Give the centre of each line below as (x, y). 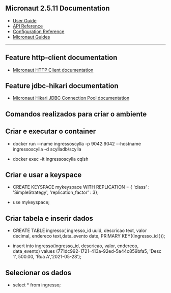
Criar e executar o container (51, 131)
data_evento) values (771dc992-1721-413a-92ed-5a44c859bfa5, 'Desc (87, 251)
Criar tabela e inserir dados (49, 218)
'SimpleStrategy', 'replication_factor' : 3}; (56, 192)
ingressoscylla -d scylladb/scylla (47, 149)
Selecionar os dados (38, 272)
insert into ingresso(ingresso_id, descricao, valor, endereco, (76, 246)
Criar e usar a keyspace (44, 175)
